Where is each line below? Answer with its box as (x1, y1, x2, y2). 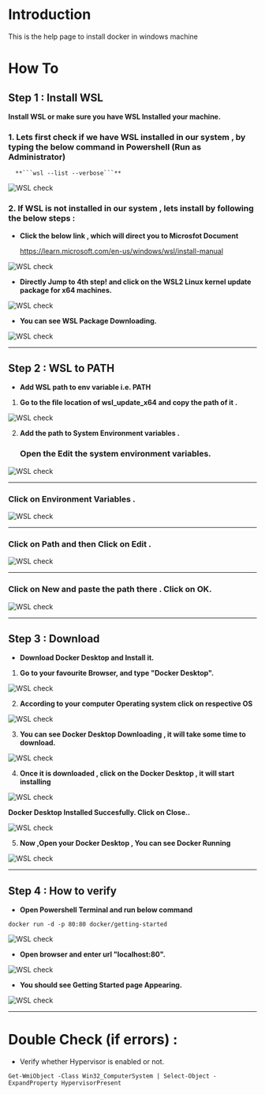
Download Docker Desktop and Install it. (19, 653, 155, 662)
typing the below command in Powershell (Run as (8, 141, 202, 152)
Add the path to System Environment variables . (19, 429, 180, 438)
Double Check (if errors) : (8, 1031, 178, 1049)
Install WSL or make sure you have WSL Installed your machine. (8, 112, 221, 121)
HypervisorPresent (61, 1079, 122, 1087)
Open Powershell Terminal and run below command (19, 905, 193, 915)
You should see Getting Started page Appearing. (19, 980, 183, 990)
